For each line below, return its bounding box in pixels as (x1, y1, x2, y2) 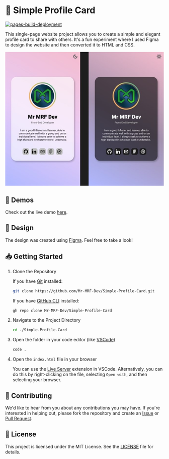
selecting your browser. (12, 377, 62, 383)
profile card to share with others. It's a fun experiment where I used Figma (5, 36, 159, 42)
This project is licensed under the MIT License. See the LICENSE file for (5, 443, 154, 449)
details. (5, 449, 21, 455)
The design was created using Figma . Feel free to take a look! (5, 237, 133, 243)
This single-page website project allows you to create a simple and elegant (5, 31, 161, 37)
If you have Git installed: (12, 278, 63, 284)
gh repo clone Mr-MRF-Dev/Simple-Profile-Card (12, 308, 112, 313)
